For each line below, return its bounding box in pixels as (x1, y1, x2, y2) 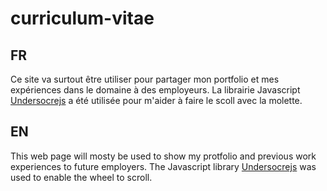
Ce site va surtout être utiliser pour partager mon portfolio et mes (10, 73, 280, 85)
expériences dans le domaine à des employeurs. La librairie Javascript (10, 84, 301, 96)
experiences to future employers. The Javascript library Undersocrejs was (10, 160, 317, 172)
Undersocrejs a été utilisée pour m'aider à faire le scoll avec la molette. (10, 95, 303, 106)
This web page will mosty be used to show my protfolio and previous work (10, 150, 317, 162)
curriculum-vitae (10, 7, 155, 30)
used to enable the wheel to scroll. (10, 171, 153, 183)
